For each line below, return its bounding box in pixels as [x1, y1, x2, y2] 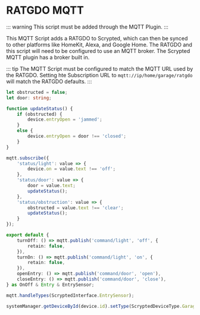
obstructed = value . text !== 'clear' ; [27, 204, 124, 211]
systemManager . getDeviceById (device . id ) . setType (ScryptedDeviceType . [6, 303, 183, 309]
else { [17, 128, 33, 134]
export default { [6, 232, 49, 238]
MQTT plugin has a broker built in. [6, 53, 90, 61]
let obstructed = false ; [6, 89, 68, 95]
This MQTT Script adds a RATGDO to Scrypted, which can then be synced [6, 34, 188, 42]
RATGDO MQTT [6, 4, 85, 17]
